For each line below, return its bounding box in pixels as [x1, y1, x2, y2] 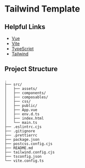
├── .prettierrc [4, 133, 37, 137]
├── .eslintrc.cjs [4, 124, 42, 129]
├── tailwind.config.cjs [4, 150, 55, 154]
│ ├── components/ [4, 91, 47, 95]
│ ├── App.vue [4, 107, 37, 112]
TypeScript [11, 46, 34, 51]
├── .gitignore [4, 128, 35, 134]
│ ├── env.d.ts [4, 111, 40, 117]
